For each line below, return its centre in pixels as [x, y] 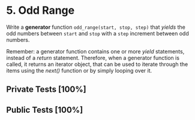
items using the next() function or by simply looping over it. [79, 70]
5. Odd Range [40, 10]
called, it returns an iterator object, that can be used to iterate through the [97, 64]
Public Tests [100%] [45, 109]
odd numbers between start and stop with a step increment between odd [97, 33]
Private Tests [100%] [46, 90]
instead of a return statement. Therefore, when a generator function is [93, 58]
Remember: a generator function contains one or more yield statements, [95, 51]
